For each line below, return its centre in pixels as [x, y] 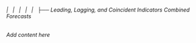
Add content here [28, 35]
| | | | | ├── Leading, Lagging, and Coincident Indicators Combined [98, 10]
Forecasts [19, 16]
